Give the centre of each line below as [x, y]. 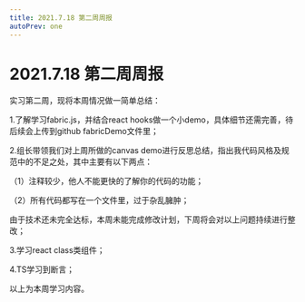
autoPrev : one [36, 26]
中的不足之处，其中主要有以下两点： [84, 162]
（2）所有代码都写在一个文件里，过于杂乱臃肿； [99, 200]
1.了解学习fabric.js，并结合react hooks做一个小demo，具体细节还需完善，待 [151, 120]
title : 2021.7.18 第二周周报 [61, 18]
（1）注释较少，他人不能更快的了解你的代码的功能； [107, 181]
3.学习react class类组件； [58, 250]
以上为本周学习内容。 [49, 289]
